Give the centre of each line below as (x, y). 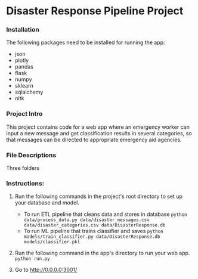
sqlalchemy (29, 92)
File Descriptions (31, 155)
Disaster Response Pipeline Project (95, 11)
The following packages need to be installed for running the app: (86, 42)
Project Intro (24, 114)
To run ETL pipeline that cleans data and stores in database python (106, 214)
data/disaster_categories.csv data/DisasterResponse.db (95, 225)
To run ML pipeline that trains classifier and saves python (94, 231)
